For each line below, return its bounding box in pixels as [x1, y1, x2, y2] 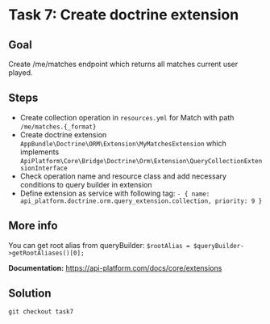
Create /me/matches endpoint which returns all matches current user [8, 59, 239, 69]
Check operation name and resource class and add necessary [19, 171, 227, 181]
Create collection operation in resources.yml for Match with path [19, 112, 235, 122]
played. [8, 68, 33, 78]
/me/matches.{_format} [19, 123, 97, 131]
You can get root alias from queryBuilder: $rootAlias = [8, 240, 191, 250]
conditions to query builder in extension [19, 179, 152, 189]
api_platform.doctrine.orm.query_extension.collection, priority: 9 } [19, 196, 263, 205]
